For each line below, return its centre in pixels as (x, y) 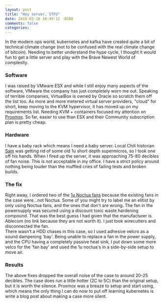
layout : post (18, 10)
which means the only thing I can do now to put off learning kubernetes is (80, 291)
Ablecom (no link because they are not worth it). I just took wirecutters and (80, 221)
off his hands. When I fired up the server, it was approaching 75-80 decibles (82, 156)
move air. (14, 252)
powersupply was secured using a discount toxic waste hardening (72, 210)
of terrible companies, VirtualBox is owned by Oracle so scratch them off (79, 96)
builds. (12, 171)
